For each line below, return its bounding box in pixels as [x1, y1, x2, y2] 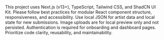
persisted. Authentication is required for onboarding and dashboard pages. [5, 25, 156, 30]
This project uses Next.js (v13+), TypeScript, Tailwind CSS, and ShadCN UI [5, 4, 156, 10]
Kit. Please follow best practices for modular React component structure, [5, 9, 152, 15]
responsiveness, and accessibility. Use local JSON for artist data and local [5, 14, 155, 20]
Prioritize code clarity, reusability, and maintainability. [5, 30, 113, 35]
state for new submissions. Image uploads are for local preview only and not [5, 19, 159, 25]
